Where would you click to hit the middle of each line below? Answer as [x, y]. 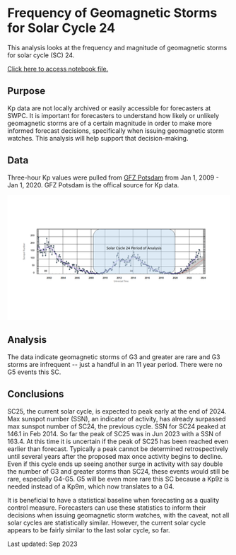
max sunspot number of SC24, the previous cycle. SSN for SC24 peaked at [117, 426]
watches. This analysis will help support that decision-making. [98, 138]
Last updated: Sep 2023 [42, 544]
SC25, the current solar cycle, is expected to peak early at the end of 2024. [117, 411]
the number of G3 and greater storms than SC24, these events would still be [118, 471]
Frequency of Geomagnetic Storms [112, 13]
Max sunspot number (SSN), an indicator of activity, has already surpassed [117, 419]
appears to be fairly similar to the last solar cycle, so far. [89, 530]
